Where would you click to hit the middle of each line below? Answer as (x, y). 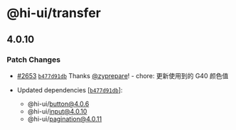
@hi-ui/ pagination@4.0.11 (65, 119)
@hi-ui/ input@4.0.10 (57, 111)
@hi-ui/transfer (54, 13)
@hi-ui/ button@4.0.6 (58, 104)
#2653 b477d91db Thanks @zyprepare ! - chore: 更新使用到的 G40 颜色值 (123, 75)
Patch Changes (34, 60)
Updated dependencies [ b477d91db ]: (70, 90)
